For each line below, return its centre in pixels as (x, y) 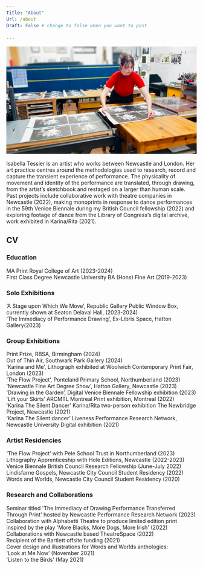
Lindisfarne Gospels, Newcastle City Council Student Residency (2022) (95, 473)
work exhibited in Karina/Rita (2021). (51, 221)
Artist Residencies (34, 440)
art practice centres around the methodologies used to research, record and (101, 170)
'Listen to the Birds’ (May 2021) (45, 559)
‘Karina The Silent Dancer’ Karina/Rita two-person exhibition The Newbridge (101, 406)
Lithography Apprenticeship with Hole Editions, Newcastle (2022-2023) (95, 460)
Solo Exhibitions (31, 293)
